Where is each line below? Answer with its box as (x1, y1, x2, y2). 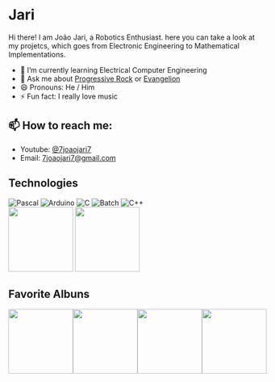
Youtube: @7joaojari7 (19, 144, 92, 154)
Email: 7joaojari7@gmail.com (19, 153, 116, 162)
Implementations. (8, 49, 66, 59)
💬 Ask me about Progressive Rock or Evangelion (19, 73, 181, 83)
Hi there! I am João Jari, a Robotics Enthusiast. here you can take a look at (8, 32, 256, 42)
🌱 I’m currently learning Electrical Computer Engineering (19, 65, 207, 74)
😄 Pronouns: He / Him (19, 82, 95, 92)
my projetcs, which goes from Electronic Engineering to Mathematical (8, 40, 240, 50)
